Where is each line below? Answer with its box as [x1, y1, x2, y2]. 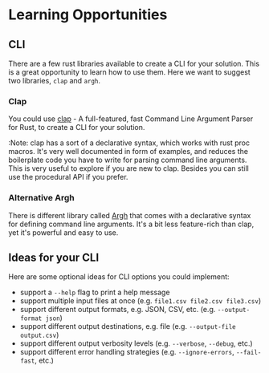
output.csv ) [19, 330, 59, 340]
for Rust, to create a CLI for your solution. [8, 123, 145, 132]
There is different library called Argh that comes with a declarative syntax [8, 210, 251, 220]
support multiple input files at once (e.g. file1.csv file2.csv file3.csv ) [19, 296, 262, 306]
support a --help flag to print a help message [19, 287, 170, 298]
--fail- [235, 349, 262, 357]
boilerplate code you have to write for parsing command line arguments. [8, 155, 247, 165]
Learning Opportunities [8, 6, 168, 24]
